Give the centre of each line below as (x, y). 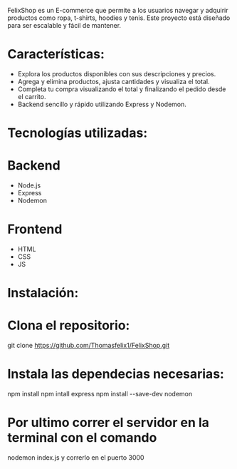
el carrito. (32, 96)
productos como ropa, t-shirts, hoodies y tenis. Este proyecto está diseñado (119, 18)
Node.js (29, 185)
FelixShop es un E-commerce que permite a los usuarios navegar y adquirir (118, 10)
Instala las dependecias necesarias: (116, 374)
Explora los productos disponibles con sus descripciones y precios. (117, 73)
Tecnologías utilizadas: (78, 133)
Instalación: (43, 293)
